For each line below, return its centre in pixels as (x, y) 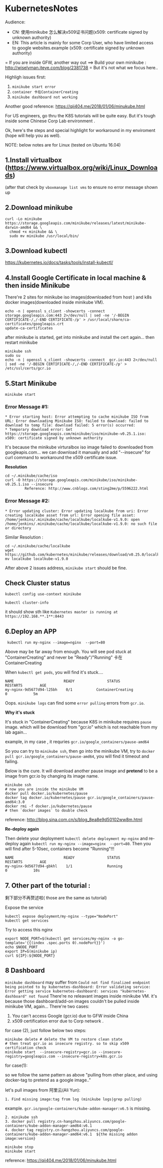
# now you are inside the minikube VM (44, 789)
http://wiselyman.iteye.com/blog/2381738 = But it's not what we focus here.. (81, 67)
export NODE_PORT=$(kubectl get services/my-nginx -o (61, 939)
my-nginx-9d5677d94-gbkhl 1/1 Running (64, 866)
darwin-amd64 (18, 227)
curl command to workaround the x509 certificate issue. (61, 458)
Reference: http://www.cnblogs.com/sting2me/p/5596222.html (87, 489)
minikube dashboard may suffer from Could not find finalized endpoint (78, 982)
